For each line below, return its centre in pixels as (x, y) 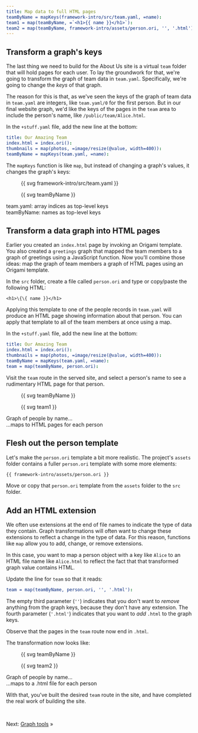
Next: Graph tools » (30, 724)
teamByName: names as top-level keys (54, 212)
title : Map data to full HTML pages (51, 12)
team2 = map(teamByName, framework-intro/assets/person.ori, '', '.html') (100, 28)
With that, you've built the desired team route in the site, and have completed (99, 695)
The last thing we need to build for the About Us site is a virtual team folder (96, 66)
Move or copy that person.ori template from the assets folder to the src (93, 486)
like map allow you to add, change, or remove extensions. (75, 543)
